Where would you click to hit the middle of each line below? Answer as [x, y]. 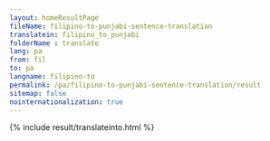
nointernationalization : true [67, 102]
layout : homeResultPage [54, 18]
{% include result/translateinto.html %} [82, 127]
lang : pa [26, 52]
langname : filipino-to [52, 77]
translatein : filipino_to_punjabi [75, 34]
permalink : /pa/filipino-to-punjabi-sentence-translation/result [135, 85]
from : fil [28, 60]
